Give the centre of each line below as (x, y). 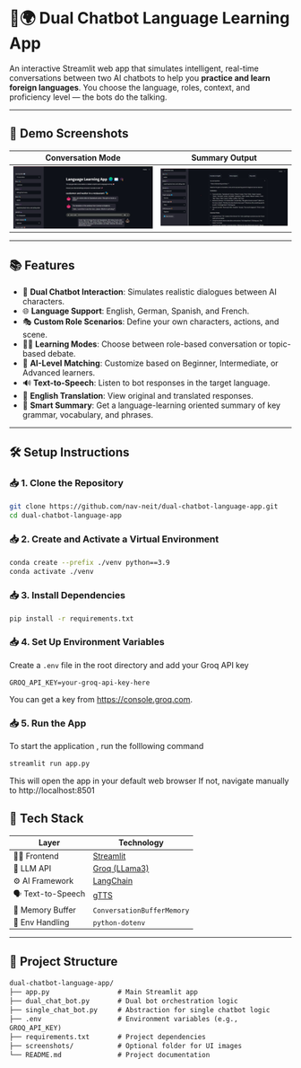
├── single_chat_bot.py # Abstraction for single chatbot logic (140, 1011)
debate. (62, 353)
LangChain (112, 881)
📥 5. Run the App (48, 723)
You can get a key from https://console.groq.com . (101, 699)
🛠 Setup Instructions (69, 452)
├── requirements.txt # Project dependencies (107, 1037)
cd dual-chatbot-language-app (66, 516)
